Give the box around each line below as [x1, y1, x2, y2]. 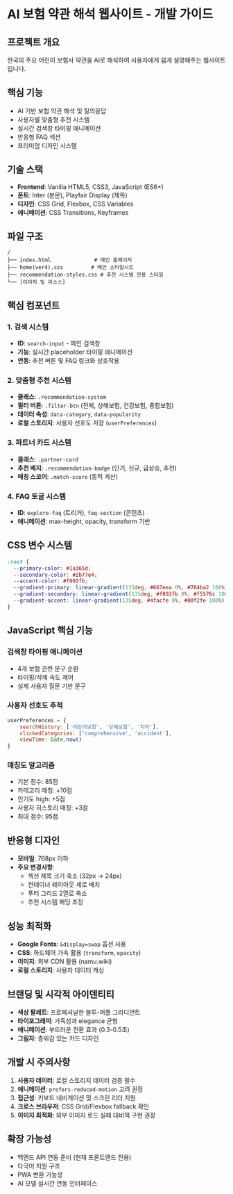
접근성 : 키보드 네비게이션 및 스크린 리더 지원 [17, 1093, 137, 1102]
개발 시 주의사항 [7, 1056, 71, 1068]
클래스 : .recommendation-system [17, 393, 106, 401]
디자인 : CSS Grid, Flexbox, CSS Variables [17, 199, 134, 208]
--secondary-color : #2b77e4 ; [13, 571, 98, 578]
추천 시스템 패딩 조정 [27, 898, 84, 906]
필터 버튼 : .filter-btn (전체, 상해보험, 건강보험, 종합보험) [17, 401, 174, 410]
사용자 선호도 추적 [7, 701, 64, 710]
